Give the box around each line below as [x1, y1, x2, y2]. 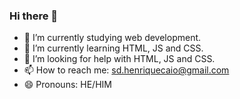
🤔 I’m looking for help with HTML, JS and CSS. [23, 53, 216, 65]
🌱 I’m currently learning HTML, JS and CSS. [23, 42, 204, 54]
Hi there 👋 [9, 9, 59, 23]
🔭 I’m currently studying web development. [23, 32, 202, 44]
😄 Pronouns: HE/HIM [23, 79, 112, 91]
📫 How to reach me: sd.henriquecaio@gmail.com [23, 64, 230, 76]
